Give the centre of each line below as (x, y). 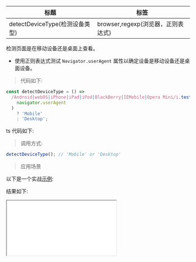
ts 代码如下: (20, 131)
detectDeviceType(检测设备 (47, 24)
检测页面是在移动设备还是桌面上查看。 (52, 48)
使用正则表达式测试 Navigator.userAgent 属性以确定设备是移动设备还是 (99, 61)
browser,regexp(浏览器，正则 (137, 24)
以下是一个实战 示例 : (30, 179)
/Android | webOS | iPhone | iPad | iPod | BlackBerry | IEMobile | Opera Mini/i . (96, 97)
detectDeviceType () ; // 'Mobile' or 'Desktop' (64, 155)
